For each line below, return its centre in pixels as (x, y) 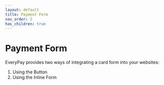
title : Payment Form (27, 14)
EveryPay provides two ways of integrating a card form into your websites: (82, 62)
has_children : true (26, 24)
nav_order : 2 (19, 19)
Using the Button (30, 72)
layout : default (22, 10)
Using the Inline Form (34, 77)
